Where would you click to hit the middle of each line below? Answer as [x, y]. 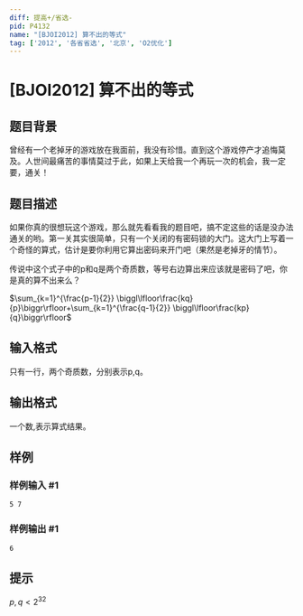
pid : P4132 [30, 26]
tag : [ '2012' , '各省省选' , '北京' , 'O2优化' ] [91, 43]
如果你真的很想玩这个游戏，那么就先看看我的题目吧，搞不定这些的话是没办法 [151, 228]
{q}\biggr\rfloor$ [41, 318]
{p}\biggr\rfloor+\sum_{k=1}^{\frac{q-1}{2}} [90, 308]
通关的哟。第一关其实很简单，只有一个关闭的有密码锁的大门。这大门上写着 [147, 238]
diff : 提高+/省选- [41, 18]
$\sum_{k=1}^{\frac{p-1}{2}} [62, 298]
